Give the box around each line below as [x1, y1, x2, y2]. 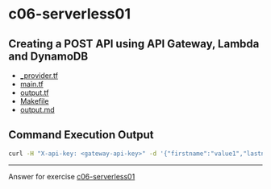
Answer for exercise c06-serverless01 [8, 171, 135, 181]
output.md [19, 105, 55, 114]
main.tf [19, 80, 44, 88]
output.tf [19, 88, 49, 97]
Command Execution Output [8, 128, 154, 142]
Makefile [19, 97, 49, 105]
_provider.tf [19, 71, 59, 80]
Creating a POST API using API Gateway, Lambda [8, 37, 260, 51]
